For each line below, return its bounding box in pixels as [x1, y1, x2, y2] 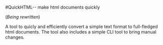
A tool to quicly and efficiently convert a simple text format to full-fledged [5, 23, 158, 29]
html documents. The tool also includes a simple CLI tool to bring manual [5, 29, 156, 34]
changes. [5, 34, 25, 40]
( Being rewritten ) [5, 14, 40, 19]
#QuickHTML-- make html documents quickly [5, 4, 100, 10]
